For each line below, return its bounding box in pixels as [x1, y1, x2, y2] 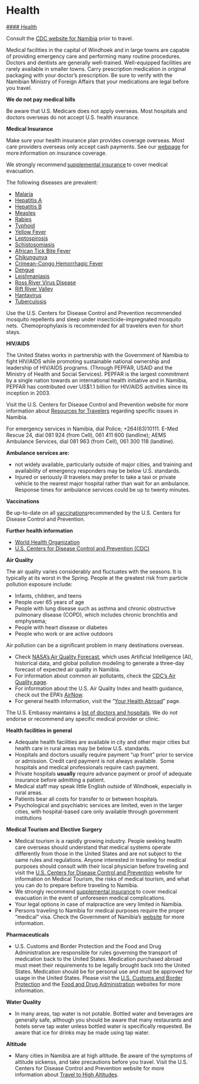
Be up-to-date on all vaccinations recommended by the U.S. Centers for [6, 509, 181, 516]
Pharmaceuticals [6, 931, 49, 938]
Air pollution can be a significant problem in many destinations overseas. [6, 641, 184, 649]
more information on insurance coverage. [6, 149, 107, 157]
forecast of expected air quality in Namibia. [14, 666, 121, 673]
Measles [14, 209, 36, 216]
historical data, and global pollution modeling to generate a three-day [14, 659, 185, 667]
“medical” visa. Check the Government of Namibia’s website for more [14, 913, 185, 920]
